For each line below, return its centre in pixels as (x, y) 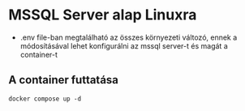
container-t (39, 54)
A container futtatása (64, 80)
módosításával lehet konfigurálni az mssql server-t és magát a (124, 45)
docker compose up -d (45, 99)
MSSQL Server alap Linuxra (103, 15)
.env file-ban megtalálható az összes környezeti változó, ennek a (129, 37)
